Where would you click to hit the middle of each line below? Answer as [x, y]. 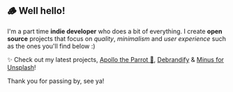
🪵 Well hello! [36, 11]
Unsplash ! [22, 67]
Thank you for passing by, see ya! [56, 81]
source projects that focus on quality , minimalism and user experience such [117, 38]
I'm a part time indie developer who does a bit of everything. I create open [115, 31]
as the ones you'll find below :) [51, 46]
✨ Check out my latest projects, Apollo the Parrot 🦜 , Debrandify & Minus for [116, 59]
